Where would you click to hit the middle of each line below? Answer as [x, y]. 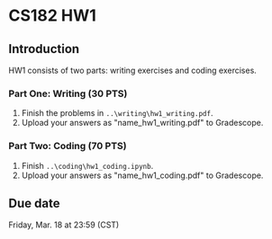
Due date [34, 203]
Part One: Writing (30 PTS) [68, 93]
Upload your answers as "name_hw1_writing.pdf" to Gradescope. [142, 123]
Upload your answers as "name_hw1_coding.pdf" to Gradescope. [142, 175]
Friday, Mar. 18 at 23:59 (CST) [64, 225]
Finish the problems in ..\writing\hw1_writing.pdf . [117, 113]
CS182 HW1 [52, 16]
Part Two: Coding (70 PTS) [68, 146]
